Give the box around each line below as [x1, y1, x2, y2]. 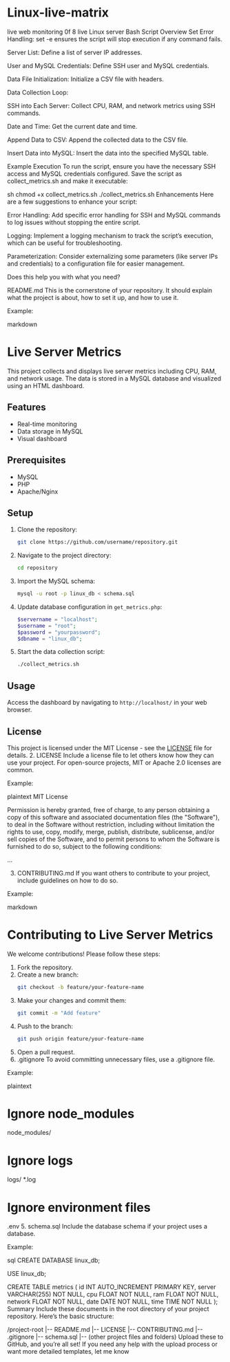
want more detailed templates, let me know [7, 1348, 129, 1356]
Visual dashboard [17, 434, 67, 443]
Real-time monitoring [17, 420, 77, 428]
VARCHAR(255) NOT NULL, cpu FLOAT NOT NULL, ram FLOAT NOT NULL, [7, 1290, 219, 1299]
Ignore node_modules [7, 1106, 135, 1121]
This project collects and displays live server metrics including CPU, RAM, [7, 367, 217, 375]
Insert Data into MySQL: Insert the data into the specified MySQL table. [7, 149, 209, 157]
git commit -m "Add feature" [17, 1010, 101, 1017]
